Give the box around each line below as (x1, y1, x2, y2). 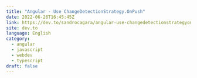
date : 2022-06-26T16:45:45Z (6, 14, 75, 20)
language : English (6, 30, 51, 36)
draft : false (6, 63, 38, 69)
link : (6, 19, 19, 25)
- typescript (11, 57, 43, 63)
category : (6, 36, 30, 42)
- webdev (11, 52, 33, 58)
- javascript (11, 47, 43, 53)
